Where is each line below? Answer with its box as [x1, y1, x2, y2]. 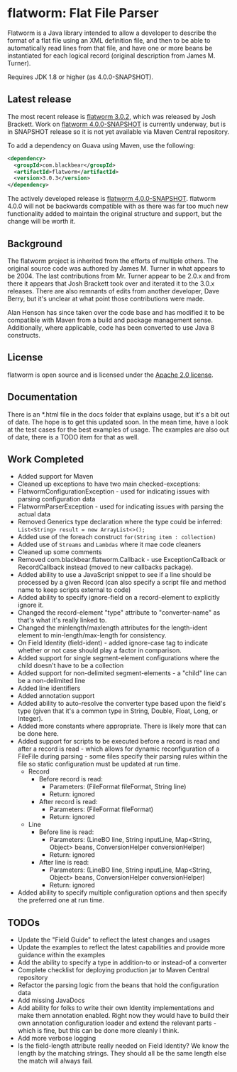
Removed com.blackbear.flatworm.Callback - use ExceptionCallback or [17, 556, 226, 564]
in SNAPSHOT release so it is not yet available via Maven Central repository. [7, 127, 230, 136]
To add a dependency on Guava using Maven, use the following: [7, 141, 195, 150]
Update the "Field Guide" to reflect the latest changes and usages [17, 935, 211, 944]
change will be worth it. [7, 217, 76, 226]
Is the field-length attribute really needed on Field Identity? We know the [17, 1041, 229, 1050]
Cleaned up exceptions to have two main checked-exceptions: [17, 479, 201, 489]
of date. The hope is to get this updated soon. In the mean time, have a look [7, 417, 228, 426]
